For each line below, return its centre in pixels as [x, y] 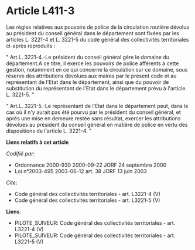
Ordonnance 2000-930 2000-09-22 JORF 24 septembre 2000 [90, 165]
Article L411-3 [40, 11]
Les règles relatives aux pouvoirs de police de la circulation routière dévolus [97, 27]
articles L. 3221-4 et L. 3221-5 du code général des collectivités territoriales [97, 39]
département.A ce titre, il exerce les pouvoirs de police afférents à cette [93, 63]
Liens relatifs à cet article [37, 142]
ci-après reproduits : [31, 46]
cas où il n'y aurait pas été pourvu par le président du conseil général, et [94, 112]
